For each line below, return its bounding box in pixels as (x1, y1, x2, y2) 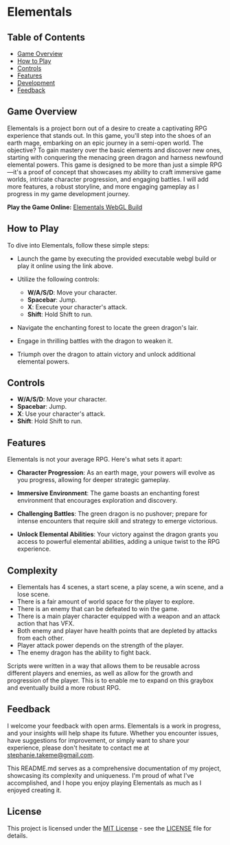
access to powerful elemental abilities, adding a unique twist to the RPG (16, 538, 220, 546)
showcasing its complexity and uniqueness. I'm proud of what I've (7, 771, 194, 779)
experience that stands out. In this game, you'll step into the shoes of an (7, 131, 211, 139)
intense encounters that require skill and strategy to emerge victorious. (16, 517, 218, 525)
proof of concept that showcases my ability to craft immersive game (28, 167, 222, 176)
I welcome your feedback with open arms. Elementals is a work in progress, (7, 722, 221, 730)
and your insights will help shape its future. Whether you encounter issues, (7, 728, 218, 737)
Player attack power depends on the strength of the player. (16, 641, 184, 650)
